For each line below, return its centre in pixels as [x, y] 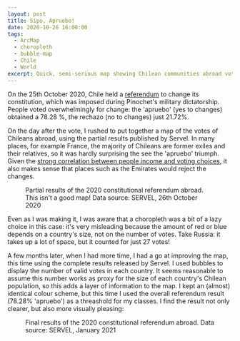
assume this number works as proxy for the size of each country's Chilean [117, 278]
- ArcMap [27, 41]
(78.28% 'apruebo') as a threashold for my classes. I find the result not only [119, 301]
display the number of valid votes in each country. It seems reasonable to [115, 270]
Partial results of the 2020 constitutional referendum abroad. [114, 190]
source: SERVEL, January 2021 [71, 330]
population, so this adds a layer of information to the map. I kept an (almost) [119, 285]
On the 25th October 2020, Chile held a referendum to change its [103, 94]
